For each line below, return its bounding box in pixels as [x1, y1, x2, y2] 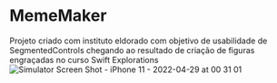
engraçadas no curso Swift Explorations [9, 54, 159, 65]
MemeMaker [9, 5, 107, 26]
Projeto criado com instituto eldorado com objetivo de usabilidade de [9, 35, 268, 46]
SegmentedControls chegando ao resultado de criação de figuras [9, 44, 255, 55]
